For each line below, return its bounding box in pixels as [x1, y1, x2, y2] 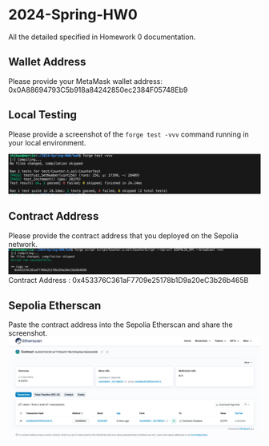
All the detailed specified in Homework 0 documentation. [8, 32, 196, 42]
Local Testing [8, 108, 78, 121]
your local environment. [8, 137, 86, 147]
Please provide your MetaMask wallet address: [8, 76, 163, 86]
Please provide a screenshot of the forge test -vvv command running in [8, 129, 250, 139]
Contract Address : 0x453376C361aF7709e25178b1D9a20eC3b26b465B [8, 276, 249, 285]
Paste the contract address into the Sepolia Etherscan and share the [8, 320, 234, 329]
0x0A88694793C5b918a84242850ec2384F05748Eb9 [8, 85, 188, 94]
